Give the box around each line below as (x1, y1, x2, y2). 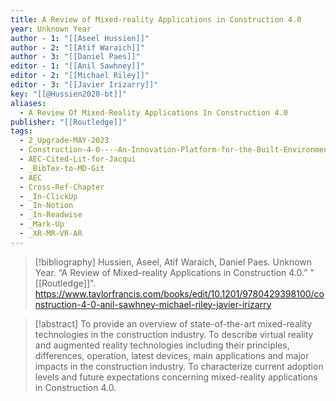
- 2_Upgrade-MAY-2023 (19, 136, 110, 146)
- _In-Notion (19, 201, 74, 211)
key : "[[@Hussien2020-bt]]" (10, 89, 128, 99)
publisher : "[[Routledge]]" (10, 117, 128, 127)
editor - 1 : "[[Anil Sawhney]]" (10, 61, 145, 71)
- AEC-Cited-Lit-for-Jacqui (19, 154, 137, 164)
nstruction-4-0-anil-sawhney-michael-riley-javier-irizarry (34, 298, 272, 310)
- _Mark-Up (19, 219, 65, 230)
